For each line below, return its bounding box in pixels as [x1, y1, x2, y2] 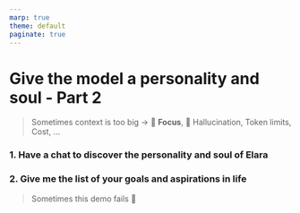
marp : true [9, 13, 50, 22]
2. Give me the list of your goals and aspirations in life [9, 173, 247, 185]
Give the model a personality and [9, 68, 260, 89]
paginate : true [9, 30, 66, 38]
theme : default [9, 21, 66, 30]
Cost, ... [30, 126, 61, 137]
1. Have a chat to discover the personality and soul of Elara [9, 149, 269, 161]
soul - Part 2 [9, 87, 102, 107]
